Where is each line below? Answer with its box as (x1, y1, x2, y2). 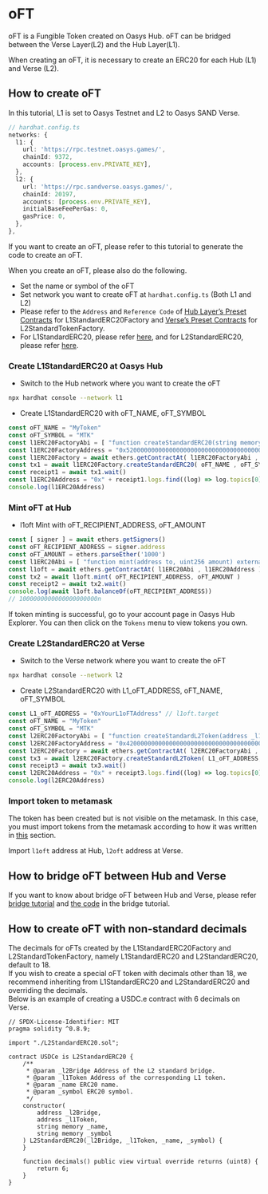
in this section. (8, 831, 57, 840)
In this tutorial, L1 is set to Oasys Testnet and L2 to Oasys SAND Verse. (8, 108, 241, 117)
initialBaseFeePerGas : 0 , (22, 205, 109, 213)
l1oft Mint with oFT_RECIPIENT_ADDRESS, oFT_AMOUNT (19, 520, 206, 530)
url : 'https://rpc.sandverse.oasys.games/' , (22, 183, 173, 191)
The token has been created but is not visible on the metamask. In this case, (8, 813, 259, 823)
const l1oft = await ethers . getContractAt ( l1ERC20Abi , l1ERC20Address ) (8, 565, 262, 573)
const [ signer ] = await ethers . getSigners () (8, 536, 166, 544)
